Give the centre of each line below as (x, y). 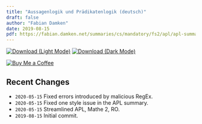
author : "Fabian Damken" (37, 23)
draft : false (23, 17)
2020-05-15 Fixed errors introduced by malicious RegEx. (84, 96)
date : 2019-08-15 (28, 29)
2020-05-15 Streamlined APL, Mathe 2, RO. (67, 109)
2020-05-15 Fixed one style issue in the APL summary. (81, 102)
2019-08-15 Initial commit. (46, 116)
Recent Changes (38, 82)
